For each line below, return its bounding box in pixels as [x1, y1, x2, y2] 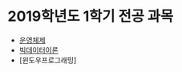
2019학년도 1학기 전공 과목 [7, 7, 174, 26]
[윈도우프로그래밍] [18, 55, 77, 65]
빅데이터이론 [18, 45, 59, 54]
